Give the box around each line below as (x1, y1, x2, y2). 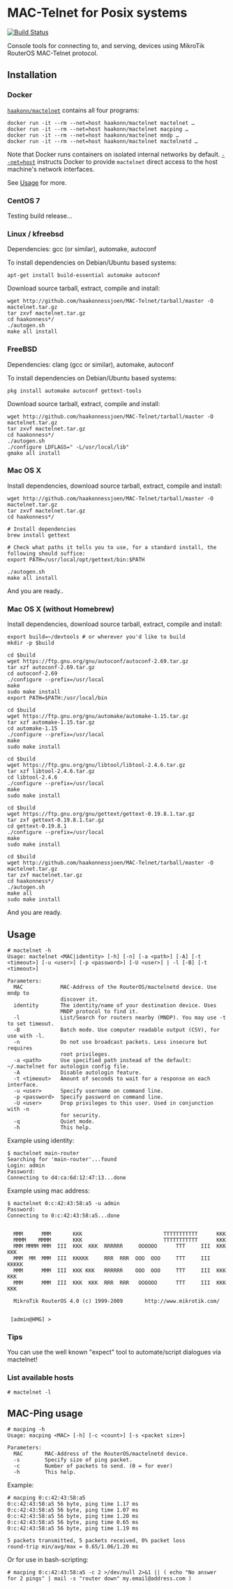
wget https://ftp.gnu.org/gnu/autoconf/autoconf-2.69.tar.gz (7, 658, 189, 665)
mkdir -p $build (7, 640, 54, 647)
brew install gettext (7, 532, 70, 539)
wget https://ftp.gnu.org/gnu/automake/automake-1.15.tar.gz (7, 713, 189, 720)
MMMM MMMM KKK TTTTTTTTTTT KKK (13, 1237, 227, 1244)
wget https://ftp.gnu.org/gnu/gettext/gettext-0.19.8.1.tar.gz (7, 811, 195, 818)
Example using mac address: (7, 1186, 91, 1195)
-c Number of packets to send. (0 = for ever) (13, 1463, 173, 1470)
